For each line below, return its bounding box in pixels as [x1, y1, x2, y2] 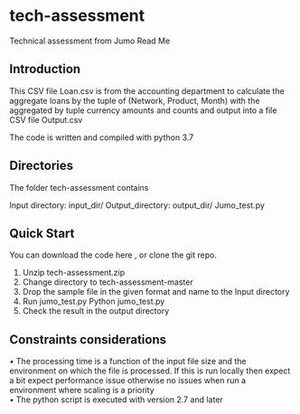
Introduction [9, 61, 81, 77]
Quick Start [9, 225, 75, 240]
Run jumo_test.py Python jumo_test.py [22, 296, 165, 307]
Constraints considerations [9, 332, 167, 347]
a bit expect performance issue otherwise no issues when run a [9, 375, 247, 386]
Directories [9, 158, 74, 174]
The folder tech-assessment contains [9, 182, 149, 193]
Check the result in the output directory [22, 306, 170, 316]
